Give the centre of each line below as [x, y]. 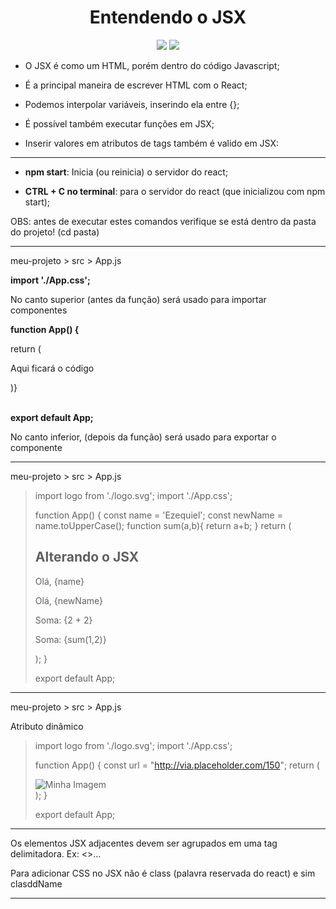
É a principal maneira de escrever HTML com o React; [136, 85]
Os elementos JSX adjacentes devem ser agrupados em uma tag [144, 843]
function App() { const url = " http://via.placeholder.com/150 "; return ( [177, 765]
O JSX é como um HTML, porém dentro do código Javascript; [152, 65]
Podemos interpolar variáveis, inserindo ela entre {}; [132, 104]
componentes [39, 310]
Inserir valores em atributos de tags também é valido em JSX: [152, 143]
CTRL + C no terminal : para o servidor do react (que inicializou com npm [175, 191]
